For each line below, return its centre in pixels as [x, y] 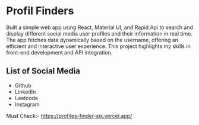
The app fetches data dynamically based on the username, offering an [92, 40]
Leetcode [26, 98]
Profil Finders [40, 11]
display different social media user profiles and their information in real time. [99, 33]
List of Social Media [43, 71]
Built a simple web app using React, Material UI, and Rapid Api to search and [100, 27]
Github [23, 85]
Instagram [27, 104]
